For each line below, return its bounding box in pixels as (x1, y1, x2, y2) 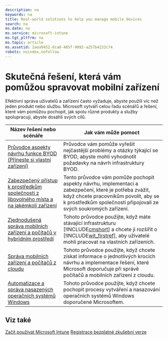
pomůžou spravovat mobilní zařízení (5, 81, 160, 93)
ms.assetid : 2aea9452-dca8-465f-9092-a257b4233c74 (5, 45, 113, 50)
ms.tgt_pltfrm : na (5, 36, 43, 41)
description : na (5, 7, 39, 13)
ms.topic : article (5, 40, 43, 45)
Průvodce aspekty (7, 144, 51, 151)
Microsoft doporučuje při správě (63, 265, 139, 272)
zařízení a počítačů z (7, 259, 56, 266)
